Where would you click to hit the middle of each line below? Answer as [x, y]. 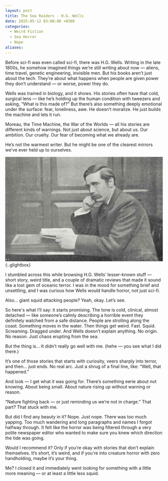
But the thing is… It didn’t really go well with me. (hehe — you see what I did [83, 346]
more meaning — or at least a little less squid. [52, 473]
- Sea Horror [23, 37]
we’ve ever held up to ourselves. [39, 149]
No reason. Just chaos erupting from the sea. [52, 336]
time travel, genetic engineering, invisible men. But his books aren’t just [79, 73]
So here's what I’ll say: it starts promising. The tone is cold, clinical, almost [82, 309]
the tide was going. [25, 438]
